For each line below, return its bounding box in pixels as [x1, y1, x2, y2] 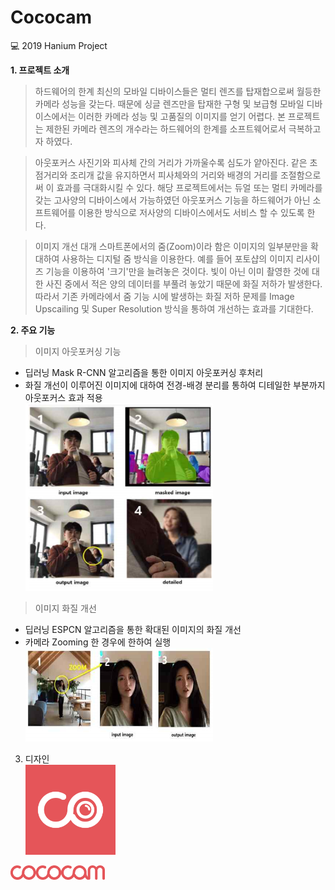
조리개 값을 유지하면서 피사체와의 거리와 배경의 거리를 [69, 169, 278, 181]
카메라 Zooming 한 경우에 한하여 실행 [24, 636, 172, 648]
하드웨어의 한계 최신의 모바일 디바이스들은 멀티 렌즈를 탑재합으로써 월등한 [34, 85, 322, 97]
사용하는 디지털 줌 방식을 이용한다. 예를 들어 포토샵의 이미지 [61, 252, 294, 265]
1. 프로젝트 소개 [10, 64, 70, 76]
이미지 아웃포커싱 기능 [34, 345, 122, 357]
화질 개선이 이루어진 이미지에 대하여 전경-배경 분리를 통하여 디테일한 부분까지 [24, 379, 326, 391]
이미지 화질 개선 [34, 602, 97, 614]
